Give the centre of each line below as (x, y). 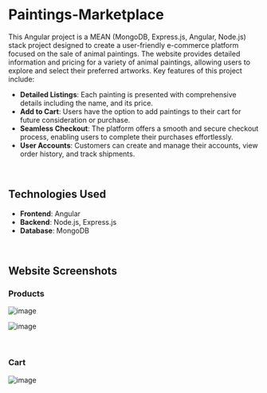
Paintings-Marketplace (86, 15)
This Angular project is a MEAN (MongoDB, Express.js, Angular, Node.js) (128, 37)
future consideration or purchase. (75, 120)
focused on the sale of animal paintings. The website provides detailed (124, 53)
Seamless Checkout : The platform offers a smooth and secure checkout (139, 128)
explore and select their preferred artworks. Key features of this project (126, 70)
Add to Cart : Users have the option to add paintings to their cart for (130, 111)
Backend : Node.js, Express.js (68, 222)
